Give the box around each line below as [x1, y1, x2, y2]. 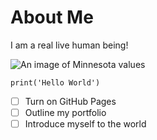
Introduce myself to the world [24, 118, 147, 130]
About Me [10, 6, 94, 29]
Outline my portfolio [24, 107, 107, 118]
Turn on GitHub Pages [24, 95, 117, 107]
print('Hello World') [10, 77, 101, 88]
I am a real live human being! [10, 39, 129, 51]
